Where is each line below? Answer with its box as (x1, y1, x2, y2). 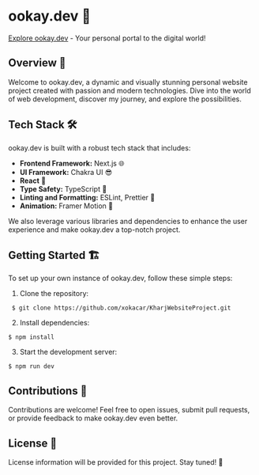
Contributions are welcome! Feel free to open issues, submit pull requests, (8, 405, 250, 415)
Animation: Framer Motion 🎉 (19, 201, 113, 211)
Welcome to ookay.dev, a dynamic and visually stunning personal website (8, 77, 248, 86)
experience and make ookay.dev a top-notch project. (8, 225, 181, 234)
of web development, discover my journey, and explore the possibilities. (8, 94, 242, 104)
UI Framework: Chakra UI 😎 (19, 167, 113, 177)
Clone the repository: (19, 289, 89, 298)
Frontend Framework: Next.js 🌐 (19, 158, 125, 168)
